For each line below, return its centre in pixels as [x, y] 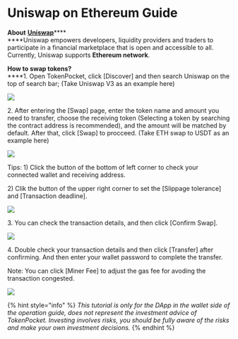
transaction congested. [41, 278]
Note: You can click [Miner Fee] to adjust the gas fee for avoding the [107, 271]
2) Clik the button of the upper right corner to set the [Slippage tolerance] [114, 188]
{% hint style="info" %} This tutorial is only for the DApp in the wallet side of [119, 305]
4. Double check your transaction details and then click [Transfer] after [111, 249]
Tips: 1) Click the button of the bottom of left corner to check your [103, 167]
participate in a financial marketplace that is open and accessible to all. [111, 47]
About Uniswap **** [37, 32]
